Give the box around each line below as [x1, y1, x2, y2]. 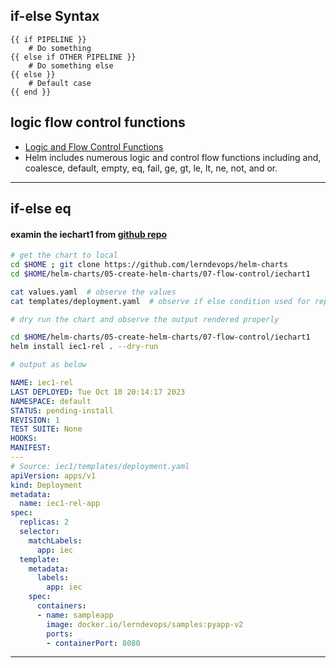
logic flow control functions [10, 114, 186, 131]
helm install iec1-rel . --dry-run [10, 342, 159, 352]
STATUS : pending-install [10, 405, 114, 416]
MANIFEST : [10, 443, 52, 453]
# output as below [10, 360, 87, 370]
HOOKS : [10, 434, 38, 444]
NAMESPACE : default [10, 396, 92, 406]
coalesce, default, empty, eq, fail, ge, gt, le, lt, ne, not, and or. [24, 162, 278, 174]
